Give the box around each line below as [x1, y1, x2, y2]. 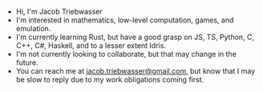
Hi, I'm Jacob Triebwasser [15, 7, 103, 16]
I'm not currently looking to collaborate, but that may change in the [15, 50, 237, 58]
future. [15, 58, 38, 67]
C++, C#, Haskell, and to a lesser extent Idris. [15, 41, 167, 50]
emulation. [15, 24, 51, 33]
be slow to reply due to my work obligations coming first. [15, 75, 204, 84]
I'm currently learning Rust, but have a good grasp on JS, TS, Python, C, [15, 32, 255, 42]
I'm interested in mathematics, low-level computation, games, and [15, 15, 234, 25]
